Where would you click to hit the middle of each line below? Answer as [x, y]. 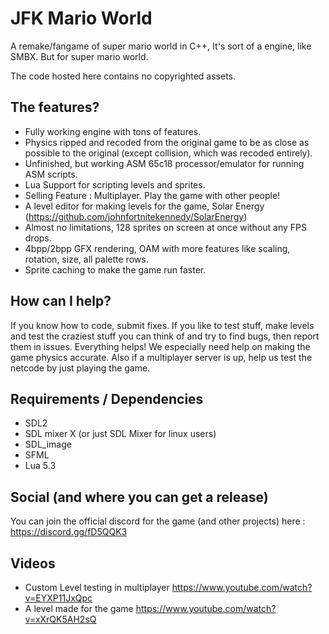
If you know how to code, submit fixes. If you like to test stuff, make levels [162, 325]
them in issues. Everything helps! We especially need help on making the [160, 346]
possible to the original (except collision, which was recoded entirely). [168, 153]
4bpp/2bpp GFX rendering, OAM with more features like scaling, [157, 248]
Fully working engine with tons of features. [113, 131]
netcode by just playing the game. [80, 368]
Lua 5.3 [40, 466]
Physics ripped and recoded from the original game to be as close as [167, 142]
